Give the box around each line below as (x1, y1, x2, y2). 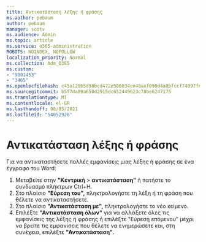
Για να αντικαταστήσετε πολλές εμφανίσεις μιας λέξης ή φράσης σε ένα (6, 158, 194, 165)
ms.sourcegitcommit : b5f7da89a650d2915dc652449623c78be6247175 (6, 89, 172, 95)
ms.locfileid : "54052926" (6, 112, 72, 118)
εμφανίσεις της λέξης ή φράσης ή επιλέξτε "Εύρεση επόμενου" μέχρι (15, 216, 194, 223)
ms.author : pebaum (6, 15, 53, 21)
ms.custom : (6, 66, 34, 72)
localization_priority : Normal (6, 55, 86, 61)
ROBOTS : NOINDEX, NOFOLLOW (6, 49, 75, 55)
